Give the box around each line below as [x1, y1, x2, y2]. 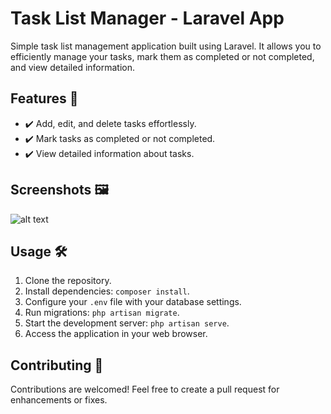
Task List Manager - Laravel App [10, 7, 285, 30]
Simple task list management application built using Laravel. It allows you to [10, 40, 322, 52]
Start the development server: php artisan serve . [24, 317, 230, 329]
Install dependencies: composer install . [24, 285, 190, 297]
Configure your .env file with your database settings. [24, 296, 242, 308]
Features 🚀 [10, 90, 79, 107]
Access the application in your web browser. [24, 328, 208, 340]
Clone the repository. [24, 275, 112, 287]
